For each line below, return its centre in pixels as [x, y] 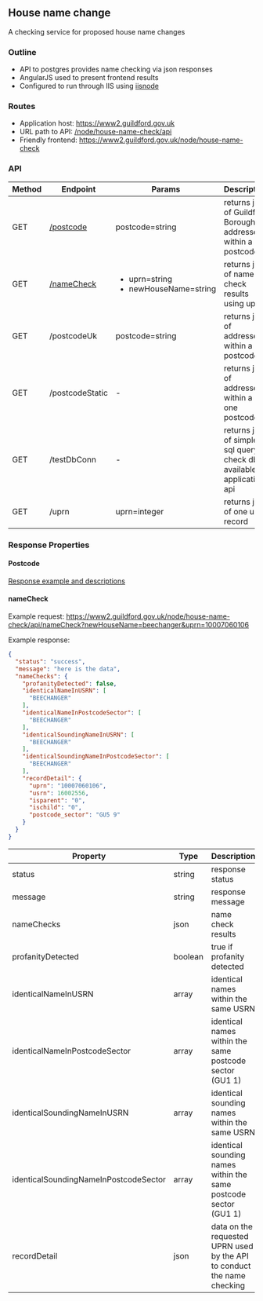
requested [230, 1236]
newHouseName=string [173, 288]
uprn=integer [140, 511]
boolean [188, 956]
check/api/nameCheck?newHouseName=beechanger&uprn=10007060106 [128, 625]
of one [236, 511]
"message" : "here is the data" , [68, 669]
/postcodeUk [74, 335]
